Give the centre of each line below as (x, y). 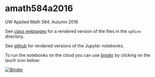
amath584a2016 (39, 8)
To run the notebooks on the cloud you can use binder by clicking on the (78, 55)
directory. (15, 36)
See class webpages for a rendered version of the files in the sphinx (73, 31)
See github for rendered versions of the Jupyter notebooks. (65, 46)
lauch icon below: (23, 60)
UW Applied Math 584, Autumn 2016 (42, 22)
